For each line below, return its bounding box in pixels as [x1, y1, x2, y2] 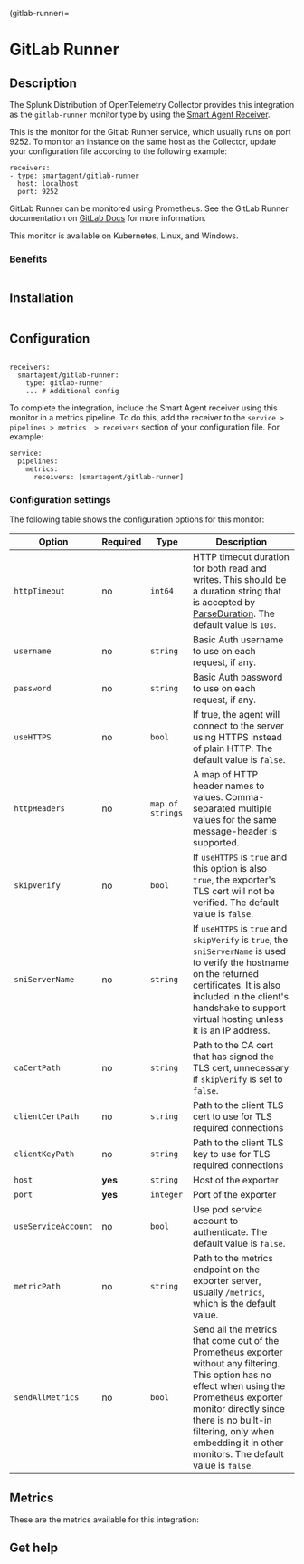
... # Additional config [25, 386, 119, 395]
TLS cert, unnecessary [193, 1062, 290, 1075]
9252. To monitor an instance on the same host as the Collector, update [9, 136, 277, 147]
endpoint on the [193, 1263, 261, 1276]
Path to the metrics [193, 1252, 273, 1265]
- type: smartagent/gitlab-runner [9, 171, 140, 180]
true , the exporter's [193, 874, 276, 886]
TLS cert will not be [193, 885, 276, 898]
